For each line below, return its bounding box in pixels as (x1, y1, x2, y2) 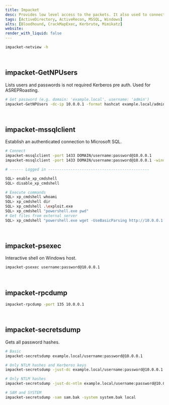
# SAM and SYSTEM (5, 390, 42, 395)
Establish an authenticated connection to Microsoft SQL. (5, 139, 122, 145)
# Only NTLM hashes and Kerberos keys (5, 363, 87, 368)
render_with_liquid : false (5, 31, 62, 36)
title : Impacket (5, 7, 39, 13)
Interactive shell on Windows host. (5, 255, 77, 261)
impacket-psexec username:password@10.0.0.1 (5, 265, 100, 270)
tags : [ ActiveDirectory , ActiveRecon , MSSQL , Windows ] (5, 17, 123, 22)
